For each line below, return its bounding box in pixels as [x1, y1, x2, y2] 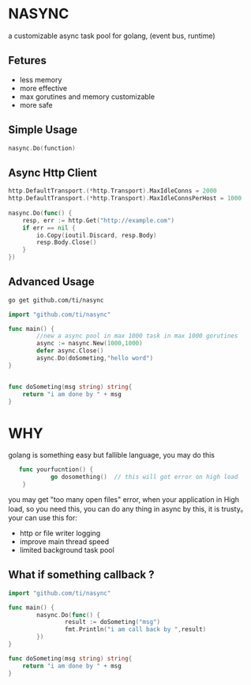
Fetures [8, 54, 47, 67]
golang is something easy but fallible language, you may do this [8, 451, 215, 460]
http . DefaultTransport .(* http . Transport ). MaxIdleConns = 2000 [8, 187, 217, 195]
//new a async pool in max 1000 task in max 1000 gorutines [36, 332, 238, 341]
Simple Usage [8, 124, 78, 137]
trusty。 [221, 504, 248, 513]
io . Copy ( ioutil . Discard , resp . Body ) [36, 231, 157, 239]
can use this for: [24, 513, 77, 523]
